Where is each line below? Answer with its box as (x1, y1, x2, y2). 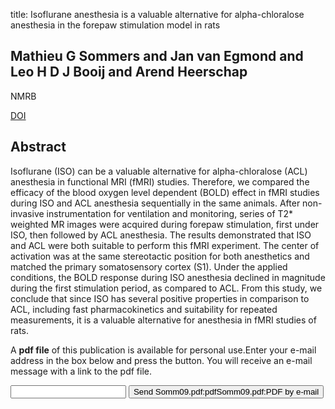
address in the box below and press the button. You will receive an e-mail (10, 354, 313, 366)
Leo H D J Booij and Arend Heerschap (10, 64, 248, 81)
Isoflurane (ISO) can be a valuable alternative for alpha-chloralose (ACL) (10, 165, 308, 177)
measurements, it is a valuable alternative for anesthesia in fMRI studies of (10, 314, 317, 326)
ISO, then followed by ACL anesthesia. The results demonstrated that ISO (10, 229, 312, 241)
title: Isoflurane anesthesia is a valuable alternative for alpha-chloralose (10, 9, 305, 20)
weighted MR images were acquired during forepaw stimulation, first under (10, 218, 320, 230)
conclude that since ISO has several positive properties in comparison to (10, 292, 310, 304)
